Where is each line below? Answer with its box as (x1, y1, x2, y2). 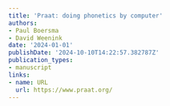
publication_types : (8, 57, 74, 65)
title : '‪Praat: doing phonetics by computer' (8, 11, 163, 20)
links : (8, 71, 30, 79)
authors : (8, 19, 38, 27)
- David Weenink (8, 33, 63, 42)
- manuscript (8, 64, 52, 72)
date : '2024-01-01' (8, 41, 74, 49)
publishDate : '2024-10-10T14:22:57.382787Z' (8, 49, 160, 57)
